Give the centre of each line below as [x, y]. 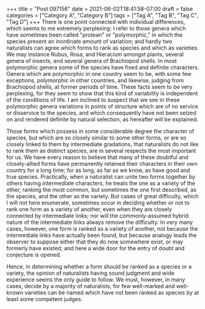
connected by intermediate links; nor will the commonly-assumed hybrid [98, 216]
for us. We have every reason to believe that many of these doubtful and [97, 157]
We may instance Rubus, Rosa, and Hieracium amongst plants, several [95, 54]
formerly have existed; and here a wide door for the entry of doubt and [95, 248]
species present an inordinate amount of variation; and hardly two [89, 41]
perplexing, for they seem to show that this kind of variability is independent [102, 93]
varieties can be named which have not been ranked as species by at [112, 292]
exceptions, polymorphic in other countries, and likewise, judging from [95, 80]
